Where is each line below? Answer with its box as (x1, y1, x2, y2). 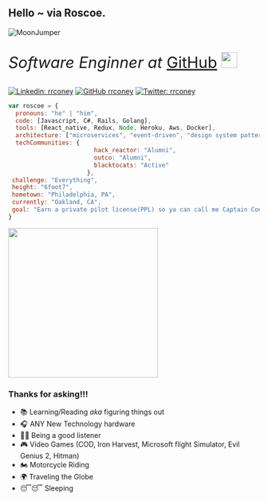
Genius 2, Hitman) (19, 451, 80, 461)
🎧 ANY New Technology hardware (19, 419, 136, 429)
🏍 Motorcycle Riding (19, 460, 90, 470)
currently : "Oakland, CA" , (11, 199, 102, 207)
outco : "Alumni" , (93, 153, 152, 162)
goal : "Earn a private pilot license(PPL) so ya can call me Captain (11, 206, 248, 214)
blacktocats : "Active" (93, 161, 170, 169)
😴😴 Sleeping (19, 483, 74, 493)
